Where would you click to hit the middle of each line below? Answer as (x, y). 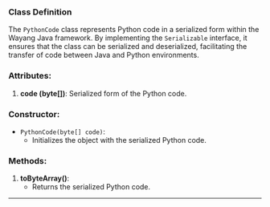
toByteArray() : (45, 178)
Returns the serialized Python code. (91, 187)
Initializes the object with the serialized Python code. (119, 140)
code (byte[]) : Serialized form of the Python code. (103, 93)
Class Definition (40, 12)
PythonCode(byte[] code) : (63, 132)
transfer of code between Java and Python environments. (104, 55)
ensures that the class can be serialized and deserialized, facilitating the (128, 47)
